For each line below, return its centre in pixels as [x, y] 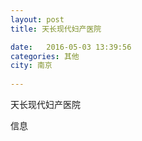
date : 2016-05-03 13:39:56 [71, 47]
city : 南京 [31, 66]
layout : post [37, 19]
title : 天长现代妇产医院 [56, 29]
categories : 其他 [45, 56]
